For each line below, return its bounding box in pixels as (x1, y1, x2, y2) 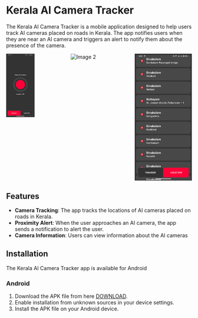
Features (6, 191, 39, 201)
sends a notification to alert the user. (14, 225, 104, 233)
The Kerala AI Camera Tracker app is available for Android (6, 264, 147, 271)
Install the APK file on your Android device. (14, 305, 119, 313)
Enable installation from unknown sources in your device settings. (14, 299, 175, 306)
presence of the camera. (6, 42, 66, 49)
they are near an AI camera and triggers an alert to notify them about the (6, 35, 183, 42)
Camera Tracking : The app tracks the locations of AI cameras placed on (14, 207, 191, 214)
